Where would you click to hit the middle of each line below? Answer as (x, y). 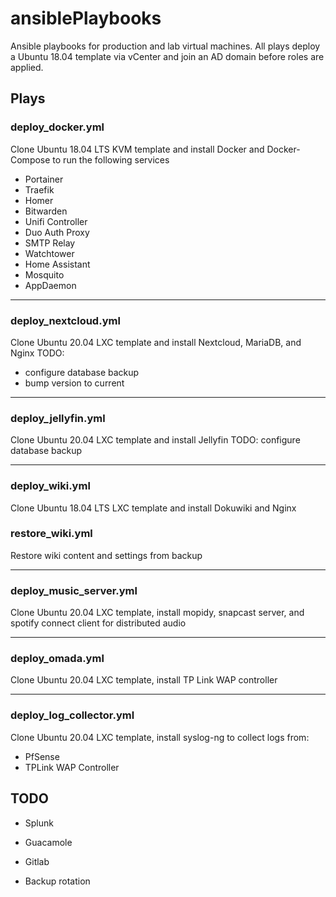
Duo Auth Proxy (57, 232)
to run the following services (111, 159)
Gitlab (37, 861)
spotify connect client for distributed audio (98, 623)
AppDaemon (50, 285)
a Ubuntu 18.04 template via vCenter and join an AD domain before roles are (167, 56)
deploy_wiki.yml (50, 486)
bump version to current (74, 383)
